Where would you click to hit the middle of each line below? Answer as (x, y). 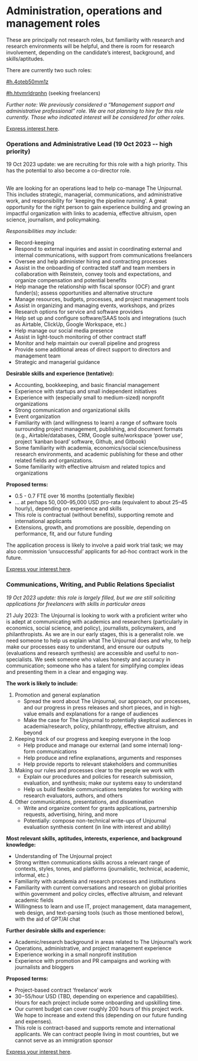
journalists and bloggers (44, 967)
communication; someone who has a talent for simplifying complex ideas (95, 665)
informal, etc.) (32, 875)
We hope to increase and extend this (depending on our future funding (101, 1015)
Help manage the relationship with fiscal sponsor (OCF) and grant (95, 287)
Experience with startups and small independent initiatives (86, 391)
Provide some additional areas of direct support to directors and (93, 350)
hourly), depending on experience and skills (68, 509)
